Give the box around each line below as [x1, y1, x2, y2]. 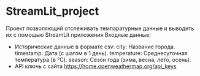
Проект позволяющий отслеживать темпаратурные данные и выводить [6, 25, 194, 32]
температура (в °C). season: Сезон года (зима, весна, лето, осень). [14, 56, 191, 63]
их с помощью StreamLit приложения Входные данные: [6, 31, 151, 38]
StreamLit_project [6, 4, 99, 18]
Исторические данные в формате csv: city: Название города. [14, 43, 175, 50]
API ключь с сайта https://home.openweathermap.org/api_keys [14, 63, 177, 70]
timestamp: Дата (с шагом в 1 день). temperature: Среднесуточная [14, 49, 188, 56]
